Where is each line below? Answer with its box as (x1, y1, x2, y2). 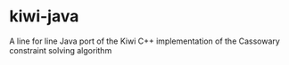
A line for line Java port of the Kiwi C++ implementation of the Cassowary (9, 36, 281, 46)
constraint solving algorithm (9, 45, 112, 55)
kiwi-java (9, 6, 79, 27)
